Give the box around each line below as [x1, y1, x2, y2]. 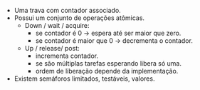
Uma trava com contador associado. [14, 6, 121, 14]
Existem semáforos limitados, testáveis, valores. [14, 74, 155, 83]
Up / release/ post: [24, 44, 80, 52]
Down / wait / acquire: [24, 21, 90, 29]
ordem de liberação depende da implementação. [35, 67, 179, 75]
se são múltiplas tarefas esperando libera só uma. [35, 59, 181, 67]
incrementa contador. [35, 51, 98, 60]
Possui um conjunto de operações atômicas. [14, 14, 144, 22]
